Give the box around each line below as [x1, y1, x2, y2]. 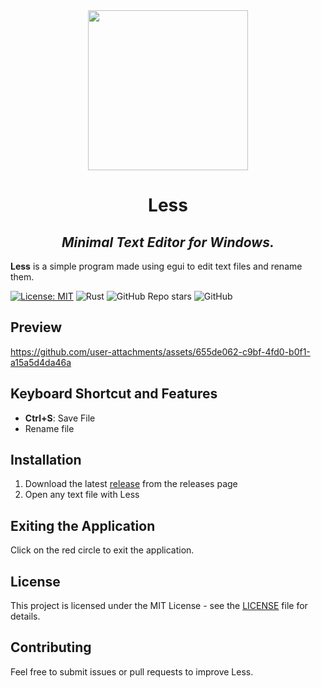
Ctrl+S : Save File [24, 412, 96, 424]
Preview [10, 319, 63, 336]
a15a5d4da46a [10, 356, 72, 368]
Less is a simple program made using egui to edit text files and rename [10, 260, 303, 272]
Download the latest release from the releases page [24, 478, 238, 490]
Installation [10, 452, 82, 469]
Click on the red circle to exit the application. [10, 544, 195, 556]
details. [10, 610, 41, 623]
